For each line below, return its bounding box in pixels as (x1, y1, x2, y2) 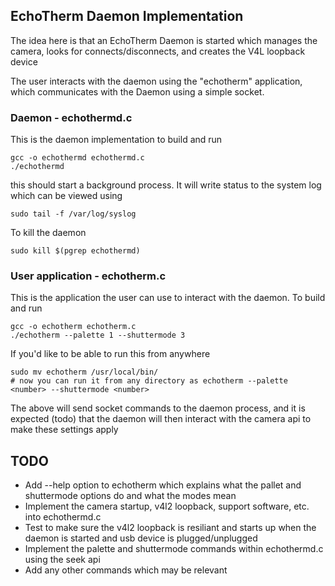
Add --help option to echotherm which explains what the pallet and (24, 479, 302, 491)
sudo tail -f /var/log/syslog (10, 209, 137, 219)
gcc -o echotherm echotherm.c (10, 322, 137, 332)
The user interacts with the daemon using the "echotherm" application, (10, 75, 303, 87)
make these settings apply (10, 424, 119, 436)
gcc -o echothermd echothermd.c (10, 153, 145, 163)
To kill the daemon (10, 227, 87, 239)
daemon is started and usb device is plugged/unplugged (24, 532, 258, 544)
